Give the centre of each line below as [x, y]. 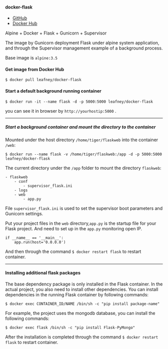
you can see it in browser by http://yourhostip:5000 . [61, 111]
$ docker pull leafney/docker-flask [43, 80]
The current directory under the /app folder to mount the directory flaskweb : [83, 168]
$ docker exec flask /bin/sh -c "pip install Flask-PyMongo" [70, 327]
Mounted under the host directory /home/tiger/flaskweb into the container [82, 140]
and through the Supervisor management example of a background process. [84, 48]
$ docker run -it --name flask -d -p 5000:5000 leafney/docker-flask [79, 102]
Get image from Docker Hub [35, 69]
